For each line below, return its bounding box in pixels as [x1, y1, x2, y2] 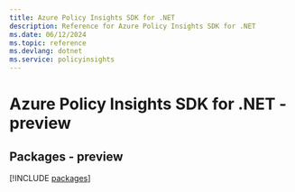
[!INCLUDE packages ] [9, 173, 91, 183]
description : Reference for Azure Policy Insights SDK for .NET [9, 22, 256, 31]
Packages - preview [9, 149, 124, 164]
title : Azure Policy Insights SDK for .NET [9, 13, 176, 23]
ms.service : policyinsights [9, 55, 115, 64]
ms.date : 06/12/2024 [9, 30, 88, 39]
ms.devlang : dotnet [9, 47, 83, 56]
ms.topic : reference [9, 38, 88, 48]
